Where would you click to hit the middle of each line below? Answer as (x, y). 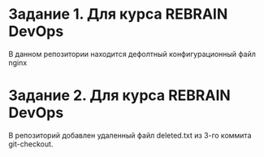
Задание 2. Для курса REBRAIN (120, 96)
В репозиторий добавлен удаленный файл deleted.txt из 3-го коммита (130, 135)
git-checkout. (31, 144)
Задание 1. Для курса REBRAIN (118, 14)
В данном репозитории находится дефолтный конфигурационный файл (132, 54)
